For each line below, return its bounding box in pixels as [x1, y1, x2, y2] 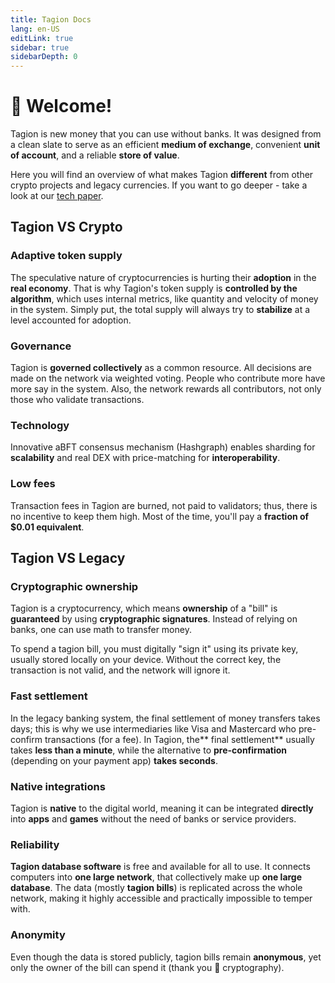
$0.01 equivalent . [10, 521, 85, 533]
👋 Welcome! [10, 95, 113, 118]
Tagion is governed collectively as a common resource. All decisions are [10, 362, 312, 374]
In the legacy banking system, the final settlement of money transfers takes [10, 712, 321, 724]
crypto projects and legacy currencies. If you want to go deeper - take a [10, 179, 308, 191]
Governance [10, 339, 72, 353]
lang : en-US [10, 24, 60, 34]
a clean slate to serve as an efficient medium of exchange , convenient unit [10, 139, 321, 151]
